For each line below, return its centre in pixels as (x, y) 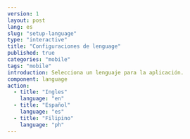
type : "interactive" (38, 40)
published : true (31, 53)
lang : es (20, 27)
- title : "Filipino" (44, 118)
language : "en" (42, 99)
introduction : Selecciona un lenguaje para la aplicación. (96, 72)
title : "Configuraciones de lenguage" (64, 46)
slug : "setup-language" (42, 33)
